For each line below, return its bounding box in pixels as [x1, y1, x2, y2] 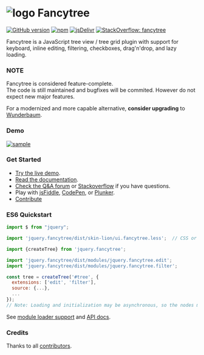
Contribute [15, 195, 42, 202]
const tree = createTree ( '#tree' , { [6, 274, 99, 280]
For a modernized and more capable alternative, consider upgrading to [6, 105, 185, 112]
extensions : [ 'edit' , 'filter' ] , [12, 279, 97, 286]
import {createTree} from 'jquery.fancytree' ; [6, 246, 126, 252]
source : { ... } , [12, 285, 50, 292]
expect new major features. [6, 93, 75, 100]
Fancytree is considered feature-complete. [6, 80, 114, 88]
